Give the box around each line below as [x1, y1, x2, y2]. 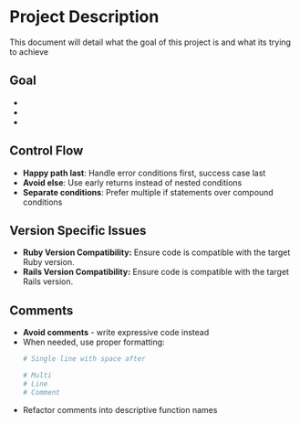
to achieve [9, 46, 48, 57]
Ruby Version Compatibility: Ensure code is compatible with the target [22, 247, 291, 258]
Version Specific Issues [9, 222, 147, 238]
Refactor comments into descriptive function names [22, 404, 218, 415]
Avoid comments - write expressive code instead [22, 327, 210, 338]
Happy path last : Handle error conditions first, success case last [22, 167, 266, 178]
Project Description [9, 6, 160, 27]
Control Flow [9, 143, 84, 159]
